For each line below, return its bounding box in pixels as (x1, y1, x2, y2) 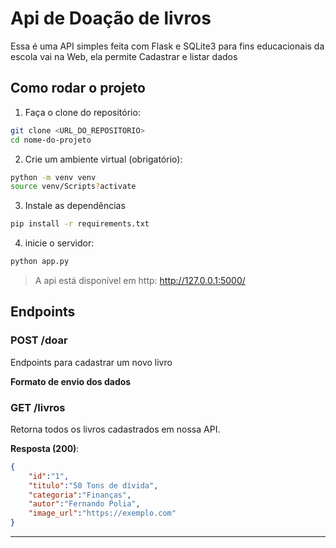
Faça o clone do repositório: (24, 106, 141, 118)
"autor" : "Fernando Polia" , (28, 499, 141, 509)
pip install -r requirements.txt (10, 219, 150, 229)
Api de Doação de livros (10, 7, 212, 30)
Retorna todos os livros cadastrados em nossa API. (10, 423, 221, 435)
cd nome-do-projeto (10, 135, 92, 145)
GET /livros (10, 400, 66, 414)
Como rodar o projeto (10, 80, 146, 97)
